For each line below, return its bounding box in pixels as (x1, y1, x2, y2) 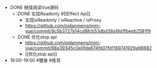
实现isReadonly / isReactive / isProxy (25, 17, 102, 23)
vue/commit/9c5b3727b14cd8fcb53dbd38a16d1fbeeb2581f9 (25, 28, 151, 34)
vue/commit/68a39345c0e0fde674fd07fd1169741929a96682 (25, 45, 152, 51)
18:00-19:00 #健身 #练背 (10, 57, 61, 63)
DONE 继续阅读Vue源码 (10, 5, 59, 10)
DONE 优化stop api (17, 34, 57, 40)
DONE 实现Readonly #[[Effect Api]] (17, 11, 91, 17)
